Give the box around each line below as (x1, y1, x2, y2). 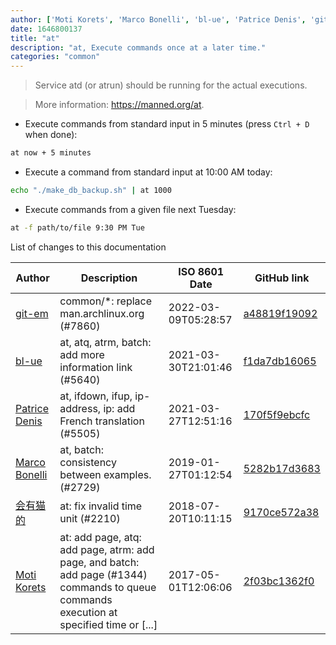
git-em (15, 306, 49, 320)
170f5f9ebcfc (243, 407, 311, 421)
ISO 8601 (178, 264, 225, 278)
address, (59, 401, 102, 415)
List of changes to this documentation (10, 241, 167, 253)
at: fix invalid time (59, 499, 143, 513)
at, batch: (59, 442, 104, 456)
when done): (24, 129, 78, 141)
